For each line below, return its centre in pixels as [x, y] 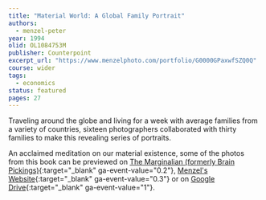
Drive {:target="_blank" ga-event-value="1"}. [82, 188]
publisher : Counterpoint [50, 53]
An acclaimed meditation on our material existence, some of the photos [127, 153]
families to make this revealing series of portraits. [90, 138]
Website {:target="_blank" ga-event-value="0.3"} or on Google [112, 179]
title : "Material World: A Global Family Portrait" [96, 16]
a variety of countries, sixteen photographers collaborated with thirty [123, 129]
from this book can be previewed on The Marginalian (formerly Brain [122, 162]
